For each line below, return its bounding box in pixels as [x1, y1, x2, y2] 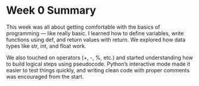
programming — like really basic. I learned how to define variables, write [6, 29, 184, 36]
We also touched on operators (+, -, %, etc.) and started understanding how [6, 54, 194, 61]
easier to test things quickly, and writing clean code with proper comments [6, 66, 189, 73]
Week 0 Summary [6, 4, 97, 17]
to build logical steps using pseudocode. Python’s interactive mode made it [6, 60, 191, 67]
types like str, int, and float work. [6, 42, 86, 50]
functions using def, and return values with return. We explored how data [6, 36, 186, 43]
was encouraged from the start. [6, 73, 84, 80]
